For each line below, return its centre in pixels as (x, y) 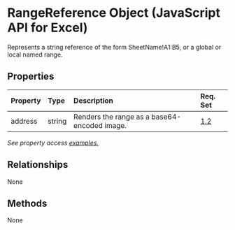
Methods (27, 203)
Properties (31, 77)
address (24, 121)
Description (93, 101)
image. (116, 125)
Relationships (38, 165)
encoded (88, 125)
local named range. (35, 55)
